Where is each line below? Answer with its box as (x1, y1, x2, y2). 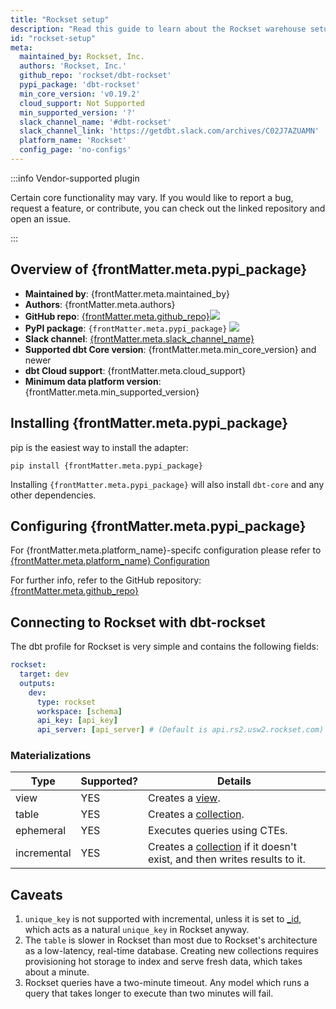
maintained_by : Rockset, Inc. (19, 52, 145, 62)
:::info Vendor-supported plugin (10, 172, 140, 184)
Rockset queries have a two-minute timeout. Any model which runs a (24, 977, 310, 989)
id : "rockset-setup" (10, 33, 97, 43)
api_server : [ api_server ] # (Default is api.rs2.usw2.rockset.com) (36, 725, 325, 735)
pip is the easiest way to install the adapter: (10, 441, 189, 453)
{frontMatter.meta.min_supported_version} (24, 386, 200, 398)
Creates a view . (148, 791, 221, 805)
